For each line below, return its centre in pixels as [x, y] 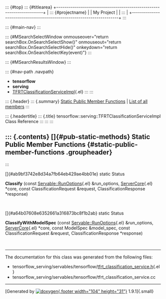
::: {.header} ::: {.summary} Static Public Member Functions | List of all [76, 101]
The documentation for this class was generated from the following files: [79, 257]
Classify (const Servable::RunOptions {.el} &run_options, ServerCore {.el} [79, 183]
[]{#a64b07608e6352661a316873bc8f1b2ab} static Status [64, 213]
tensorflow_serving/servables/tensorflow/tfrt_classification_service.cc [84, 277]
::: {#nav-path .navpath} [30, 72]
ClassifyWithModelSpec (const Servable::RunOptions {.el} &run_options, [79, 222]
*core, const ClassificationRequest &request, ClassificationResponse [75, 189]
